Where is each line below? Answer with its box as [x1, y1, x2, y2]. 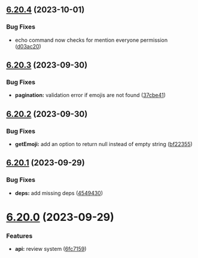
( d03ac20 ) [14, 43, 42, 50]
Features [6, 232, 33, 240]
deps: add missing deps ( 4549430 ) [14, 189, 103, 196]
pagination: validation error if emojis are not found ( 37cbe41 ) [14, 92, 166, 99]
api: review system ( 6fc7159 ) [14, 245, 87, 253]
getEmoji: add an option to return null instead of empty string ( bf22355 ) [14, 141, 193, 148]
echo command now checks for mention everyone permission [14, 36, 168, 44]
